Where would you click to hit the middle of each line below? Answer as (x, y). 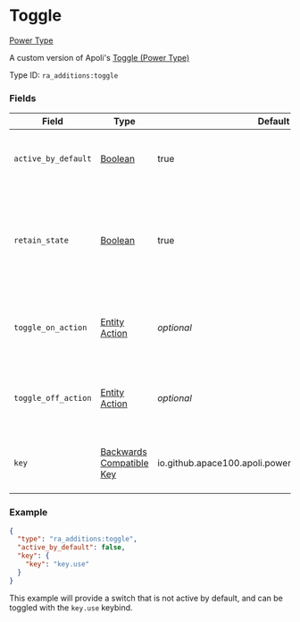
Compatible (125, 464)
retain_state (42, 241)
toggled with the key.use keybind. (71, 607)
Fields (23, 98)
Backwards (124, 452)
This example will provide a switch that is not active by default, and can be (146, 598)
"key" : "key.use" (58, 565)
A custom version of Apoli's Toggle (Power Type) (100, 57)
